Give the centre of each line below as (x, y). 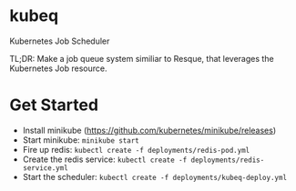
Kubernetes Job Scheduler (60, 41)
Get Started (54, 105)
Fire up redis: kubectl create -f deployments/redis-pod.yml (136, 149)
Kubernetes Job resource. (58, 68)
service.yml (45, 168)
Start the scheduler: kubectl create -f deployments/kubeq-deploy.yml (155, 176)
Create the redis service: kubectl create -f (105, 159)
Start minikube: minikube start (81, 140)
